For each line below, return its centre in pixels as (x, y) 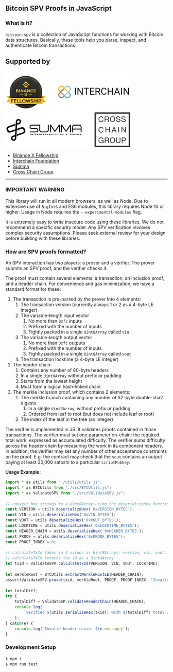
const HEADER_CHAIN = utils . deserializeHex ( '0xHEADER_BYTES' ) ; (75, 531)
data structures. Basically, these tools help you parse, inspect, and (76, 40)
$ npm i (14, 659)
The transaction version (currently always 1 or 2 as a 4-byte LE (87, 305)
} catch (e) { (19, 623)
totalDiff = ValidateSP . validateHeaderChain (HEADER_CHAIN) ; (80, 602)
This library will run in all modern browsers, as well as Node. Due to (77, 201)
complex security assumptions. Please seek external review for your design (85, 233)
